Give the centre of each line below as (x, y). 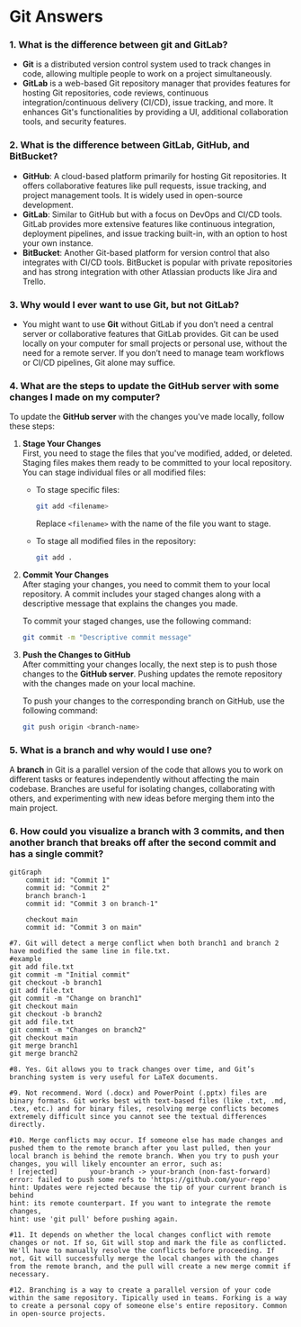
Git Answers (56, 17)
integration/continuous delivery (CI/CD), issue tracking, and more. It (148, 103)
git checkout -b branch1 (56, 983)
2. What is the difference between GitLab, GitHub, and (129, 145)
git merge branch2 (44, 1054)
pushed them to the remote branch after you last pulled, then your (140, 1149)
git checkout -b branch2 (56, 1014)
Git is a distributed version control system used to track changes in (146, 64)
